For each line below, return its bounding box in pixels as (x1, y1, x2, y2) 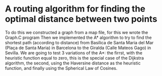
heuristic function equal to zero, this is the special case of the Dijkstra (5, 55, 144, 61)
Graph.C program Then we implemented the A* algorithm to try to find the (5, 35, 152, 40)
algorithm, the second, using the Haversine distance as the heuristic (5, 60, 141, 66)
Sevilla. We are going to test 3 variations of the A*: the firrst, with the (5, 50, 143, 56)
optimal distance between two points (5, 13, 158, 25)
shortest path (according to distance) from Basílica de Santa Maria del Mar (5, 39, 154, 45)
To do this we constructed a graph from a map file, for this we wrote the (5, 29, 148, 35)
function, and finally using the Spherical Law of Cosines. (5, 65, 118, 71)
